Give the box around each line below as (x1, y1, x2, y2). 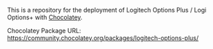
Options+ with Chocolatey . (7, 13, 83, 21)
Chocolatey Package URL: (7, 27, 81, 35)
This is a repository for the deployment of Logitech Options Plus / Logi (7, 6, 207, 14)
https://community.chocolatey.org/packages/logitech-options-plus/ (7, 34, 199, 42)
